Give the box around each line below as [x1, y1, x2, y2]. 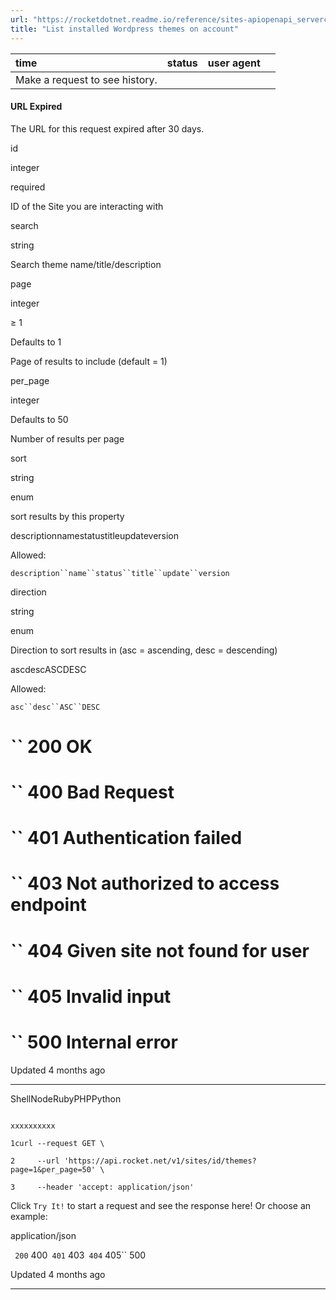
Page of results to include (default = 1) [10, 355, 168, 367]
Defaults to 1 [10, 336, 62, 348]
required [10, 181, 46, 193]
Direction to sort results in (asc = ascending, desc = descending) [10, 644, 278, 656]
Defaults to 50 [10, 413, 69, 425]
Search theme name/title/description [10, 258, 162, 270]
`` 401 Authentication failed [10, 827, 243, 850]
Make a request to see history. [15, 72, 158, 86]
